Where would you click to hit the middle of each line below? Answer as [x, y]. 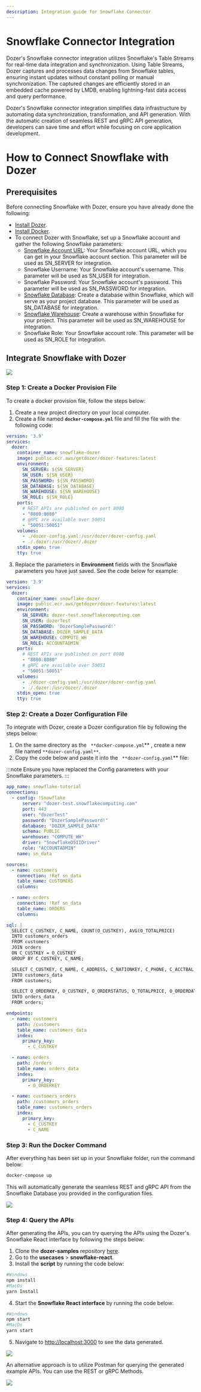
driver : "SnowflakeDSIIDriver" [61, 843]
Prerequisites [32, 192]
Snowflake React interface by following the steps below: [75, 1239]
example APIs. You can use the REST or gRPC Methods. [75, 1371]
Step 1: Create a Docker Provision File [62, 388]
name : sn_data [34, 854]
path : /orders [34, 1063]
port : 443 [34, 809]
